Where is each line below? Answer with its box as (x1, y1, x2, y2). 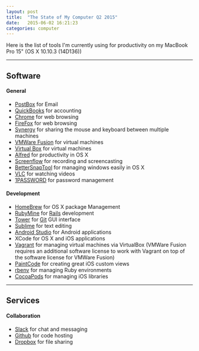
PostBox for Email (14, 101, 58, 108)
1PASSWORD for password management (14, 176, 114, 183)
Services (6, 296, 40, 306)
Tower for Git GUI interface (14, 216, 81, 223)
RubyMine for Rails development (14, 209, 94, 217)
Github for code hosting (14, 331, 73, 339)
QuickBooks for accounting (14, 106, 82, 114)
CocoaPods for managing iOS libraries (14, 273, 108, 280)
